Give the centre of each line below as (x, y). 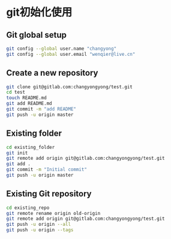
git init (17, 153)
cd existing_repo (28, 208)
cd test (16, 92)
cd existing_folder (31, 147)
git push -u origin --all (38, 225)
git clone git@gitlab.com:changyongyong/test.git (70, 87)
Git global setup (37, 35)
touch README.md (26, 98)
